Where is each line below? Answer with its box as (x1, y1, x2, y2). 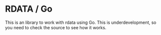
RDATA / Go (5, 3, 53, 15)
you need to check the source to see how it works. (5, 24, 107, 30)
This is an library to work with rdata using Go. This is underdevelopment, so (5, 19, 157, 25)
